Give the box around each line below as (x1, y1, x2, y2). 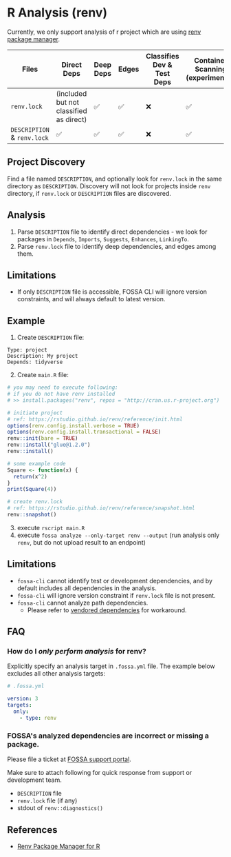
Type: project (7, 347, 48, 354)
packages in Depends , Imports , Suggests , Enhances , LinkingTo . (16, 234, 189, 243)
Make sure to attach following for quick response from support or (7, 769, 192, 777)
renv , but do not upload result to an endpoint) (16, 538, 146, 546)
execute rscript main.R (16, 523, 85, 532)
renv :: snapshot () (7, 512, 57, 518)
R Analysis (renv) (7, 5, 108, 21)
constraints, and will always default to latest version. (16, 295, 166, 303)
